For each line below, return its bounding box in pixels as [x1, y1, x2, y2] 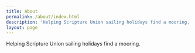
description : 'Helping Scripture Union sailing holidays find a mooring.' [6, 19, 193, 25]
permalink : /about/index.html [6, 14, 80, 20]
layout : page [6, 24, 38, 31]
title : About [6, 8, 38, 14]
